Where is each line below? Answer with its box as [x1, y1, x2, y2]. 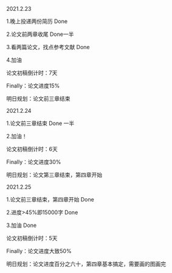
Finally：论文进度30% [6, 158, 61, 166]
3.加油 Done [6, 221, 37, 229]
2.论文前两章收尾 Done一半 [6, 30, 74, 38]
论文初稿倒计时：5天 [6, 235, 58, 241]
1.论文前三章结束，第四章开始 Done [6, 196, 94, 203]
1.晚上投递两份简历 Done [6, 18, 68, 25]
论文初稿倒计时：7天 [6, 69, 58, 76]
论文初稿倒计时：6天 [6, 146, 58, 152]
